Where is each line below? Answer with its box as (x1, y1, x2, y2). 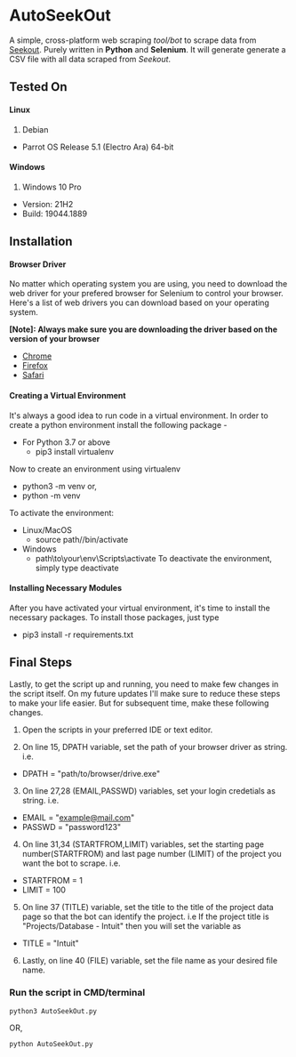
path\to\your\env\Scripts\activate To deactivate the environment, (35, 553, 273, 563)
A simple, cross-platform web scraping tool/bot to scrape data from (9, 35, 257, 45)
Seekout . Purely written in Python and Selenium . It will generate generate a (9, 44, 286, 54)
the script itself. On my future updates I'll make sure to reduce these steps (9, 688, 281, 698)
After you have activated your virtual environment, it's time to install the (9, 602, 271, 613)
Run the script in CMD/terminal (9, 987, 146, 999)
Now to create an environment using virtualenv (9, 464, 180, 474)
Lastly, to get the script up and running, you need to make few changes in (9, 678, 279, 690)
